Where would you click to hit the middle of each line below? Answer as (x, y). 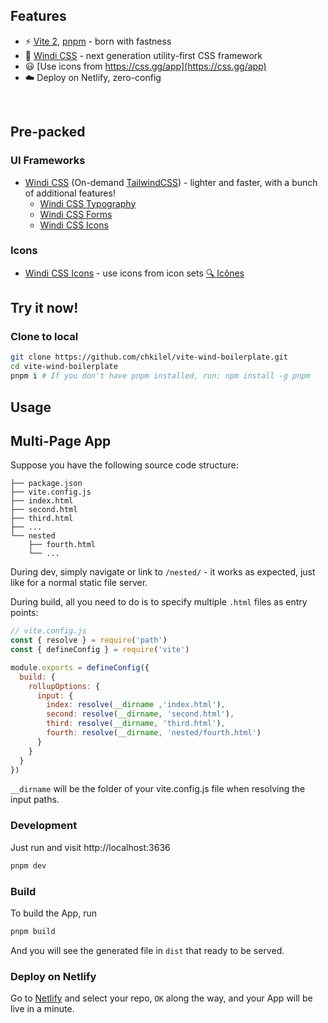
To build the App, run (53, 913)
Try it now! (44, 308)
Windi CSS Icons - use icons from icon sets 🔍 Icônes (134, 273)
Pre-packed (48, 132)
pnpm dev (28, 865)
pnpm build (33, 931)
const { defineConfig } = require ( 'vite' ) (100, 650)
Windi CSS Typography (88, 203)
